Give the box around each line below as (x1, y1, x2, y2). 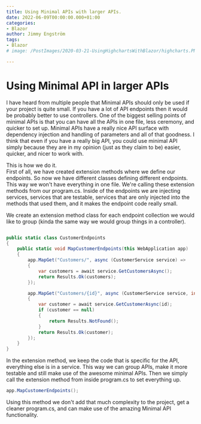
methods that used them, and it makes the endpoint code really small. (6, 199, 178, 207)
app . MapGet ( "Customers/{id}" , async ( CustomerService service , (28, 290, 188, 296)
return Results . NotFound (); (48, 318, 119, 324)
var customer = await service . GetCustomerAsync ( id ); (38, 301, 172, 307)
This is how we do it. (6, 162, 57, 169)
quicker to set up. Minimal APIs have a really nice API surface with (6, 124, 169, 132)
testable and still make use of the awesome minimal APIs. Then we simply (6, 370, 188, 377)
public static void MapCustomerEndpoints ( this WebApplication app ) (17, 246, 188, 252)
